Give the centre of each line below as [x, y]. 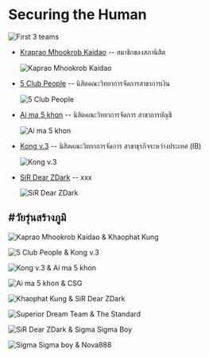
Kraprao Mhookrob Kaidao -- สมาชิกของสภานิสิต [92, 52]
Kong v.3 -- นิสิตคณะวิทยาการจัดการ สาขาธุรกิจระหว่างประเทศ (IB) [110, 146]
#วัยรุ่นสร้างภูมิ [37, 217]
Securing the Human [77, 15]
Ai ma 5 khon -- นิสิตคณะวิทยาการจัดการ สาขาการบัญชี [96, 114]
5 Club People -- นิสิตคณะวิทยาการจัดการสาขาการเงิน [95, 83]
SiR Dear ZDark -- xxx [56, 177]
